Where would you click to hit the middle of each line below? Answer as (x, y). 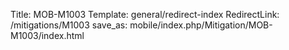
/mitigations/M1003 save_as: (69, 25)
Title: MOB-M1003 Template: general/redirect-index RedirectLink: (145, 14)
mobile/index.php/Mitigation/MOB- (201, 25)
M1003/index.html (47, 35)
